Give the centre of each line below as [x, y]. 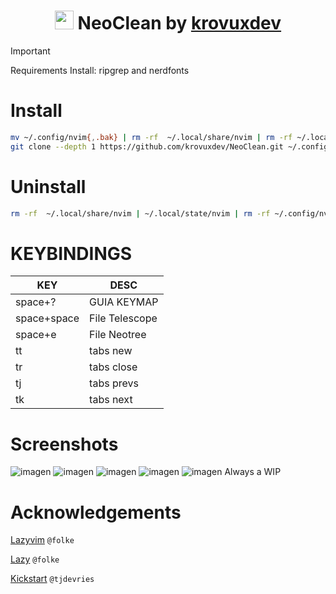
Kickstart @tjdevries [52, 579]
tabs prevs [114, 383]
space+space [47, 318]
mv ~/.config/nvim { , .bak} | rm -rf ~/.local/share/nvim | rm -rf [151, 137]
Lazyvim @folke [42, 540]
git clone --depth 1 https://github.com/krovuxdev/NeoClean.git [147, 146]
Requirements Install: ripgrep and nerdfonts [100, 70]
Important [30, 51]
